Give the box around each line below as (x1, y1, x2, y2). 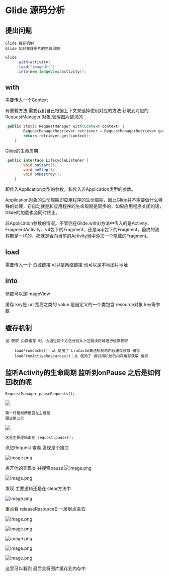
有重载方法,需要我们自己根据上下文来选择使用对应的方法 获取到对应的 (5, 108, 149, 114)
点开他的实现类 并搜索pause (5, 465, 64, 471)
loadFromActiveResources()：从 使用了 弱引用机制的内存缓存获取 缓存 (14, 353, 149, 358)
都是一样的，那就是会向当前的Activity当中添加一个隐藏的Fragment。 (9, 233, 151, 239)
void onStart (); (23, 162, 57, 168)
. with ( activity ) (16, 59, 51, 64)
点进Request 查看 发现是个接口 (5, 445, 69, 451)
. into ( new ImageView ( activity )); (16, 69, 87, 74)
